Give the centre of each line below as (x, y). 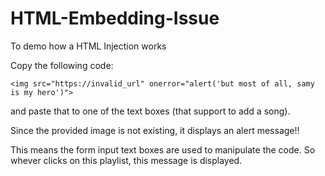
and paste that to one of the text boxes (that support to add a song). (150, 111)
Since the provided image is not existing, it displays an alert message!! (155, 130)
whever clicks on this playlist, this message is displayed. (126, 160)
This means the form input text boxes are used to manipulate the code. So (163, 149)
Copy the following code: (62, 65)
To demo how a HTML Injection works (88, 46)
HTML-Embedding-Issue (115, 18)
